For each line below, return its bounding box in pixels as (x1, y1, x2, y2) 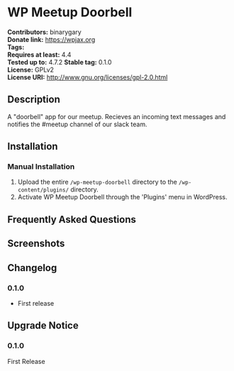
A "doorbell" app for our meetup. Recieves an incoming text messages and (7, 112, 226, 121)
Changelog (7, 262, 57, 274)
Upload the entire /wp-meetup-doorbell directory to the (17, 178, 177, 187)
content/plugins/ (17, 187, 69, 194)
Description (7, 94, 60, 106)
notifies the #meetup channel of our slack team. (7, 120, 147, 128)
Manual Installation (7, 162, 75, 172)
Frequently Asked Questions (7, 214, 137, 226)
